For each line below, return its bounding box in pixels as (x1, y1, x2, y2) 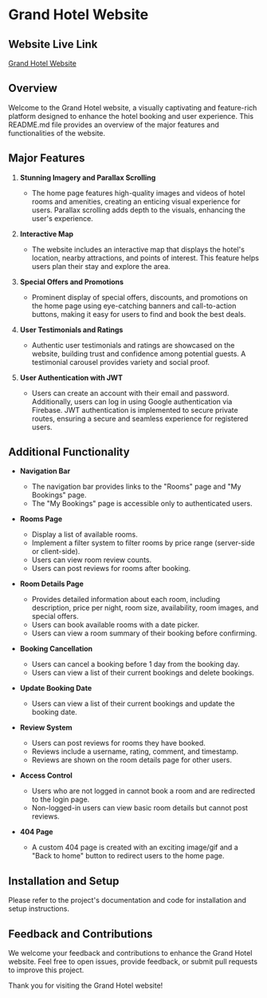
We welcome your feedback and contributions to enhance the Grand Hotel (8, 948, 253, 958)
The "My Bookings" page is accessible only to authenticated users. (31, 499, 253, 509)
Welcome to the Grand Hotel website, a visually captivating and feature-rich (8, 102, 257, 113)
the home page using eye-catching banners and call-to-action (31, 301, 237, 311)
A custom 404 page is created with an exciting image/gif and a (31, 842, 238, 852)
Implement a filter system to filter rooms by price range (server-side (31, 538, 255, 548)
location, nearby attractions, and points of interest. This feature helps (31, 253, 259, 263)
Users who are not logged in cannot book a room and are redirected (31, 786, 256, 796)
